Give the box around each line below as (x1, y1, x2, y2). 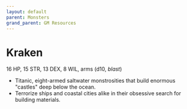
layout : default (6, 8, 47, 15)
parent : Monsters (6, 14, 50, 20)
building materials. (14, 96, 61, 104)
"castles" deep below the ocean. (14, 83, 96, 90)
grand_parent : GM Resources (6, 20, 77, 26)
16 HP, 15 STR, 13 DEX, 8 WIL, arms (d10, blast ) (6, 65, 122, 72)
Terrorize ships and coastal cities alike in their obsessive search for (14, 90, 182, 97)
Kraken (6, 46, 43, 59)
